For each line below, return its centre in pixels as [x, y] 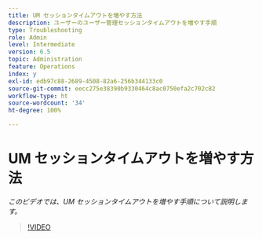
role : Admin [27, 37]
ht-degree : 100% [35, 111]
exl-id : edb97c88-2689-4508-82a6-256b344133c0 [86, 81]
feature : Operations [42, 67]
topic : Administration [45, 60]
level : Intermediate [42, 45]
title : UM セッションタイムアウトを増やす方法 [75, 15]
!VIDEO [39, 227]
